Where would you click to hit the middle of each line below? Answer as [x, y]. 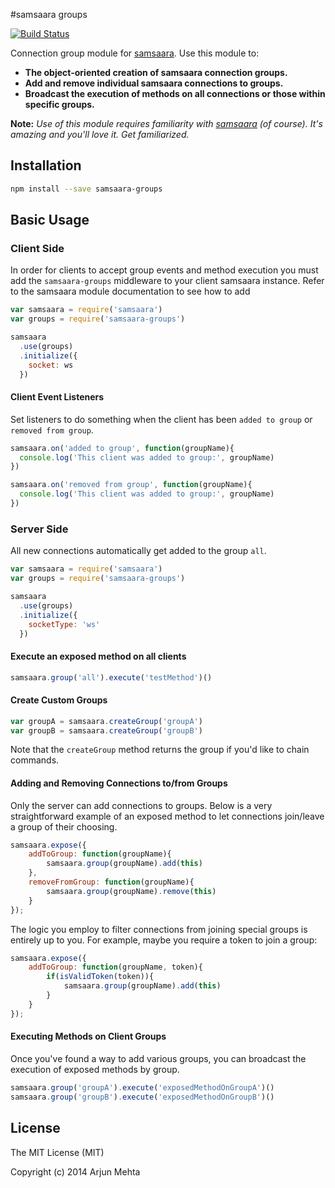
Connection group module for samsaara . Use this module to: [135, 53]
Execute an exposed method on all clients [98, 656]
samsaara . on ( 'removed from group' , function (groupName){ [131, 485]
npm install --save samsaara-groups [86, 189]
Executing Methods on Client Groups [88, 1036]
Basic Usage [50, 220]
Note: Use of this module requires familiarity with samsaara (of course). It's [166, 123]
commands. [35, 760]
